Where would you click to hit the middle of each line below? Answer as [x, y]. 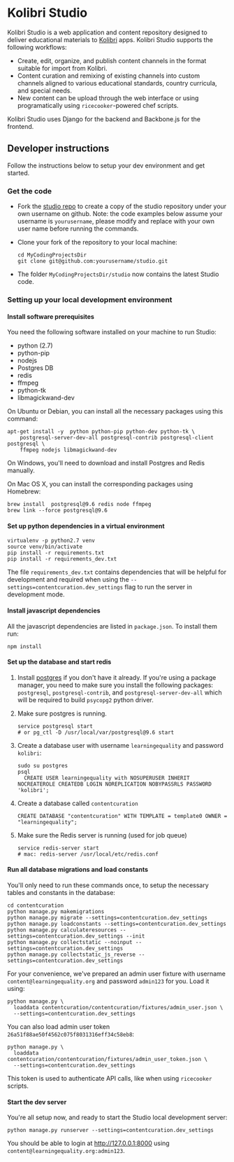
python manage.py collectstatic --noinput [70, 942]
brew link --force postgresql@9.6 [58, 511]
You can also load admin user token [59, 1026]
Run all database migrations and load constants [78, 870]
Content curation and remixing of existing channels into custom [109, 76]
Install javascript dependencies [54, 610]
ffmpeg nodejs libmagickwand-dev [68, 450]
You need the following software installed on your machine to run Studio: [112, 332]
